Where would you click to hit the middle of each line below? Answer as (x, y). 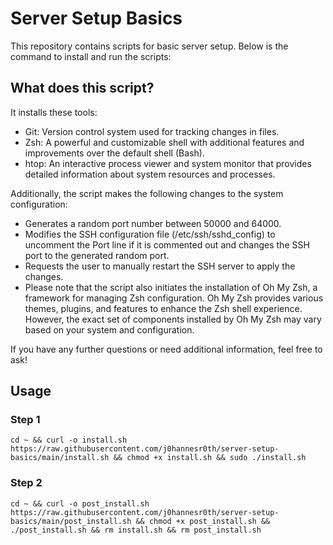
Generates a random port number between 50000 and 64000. (153, 223)
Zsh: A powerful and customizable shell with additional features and (164, 142)
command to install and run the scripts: (91, 56)
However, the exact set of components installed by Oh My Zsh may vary (173, 319)
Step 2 (26, 483)
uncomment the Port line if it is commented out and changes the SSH (167, 244)
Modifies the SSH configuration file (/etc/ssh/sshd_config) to (150, 234)
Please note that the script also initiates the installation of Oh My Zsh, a (171, 287)
